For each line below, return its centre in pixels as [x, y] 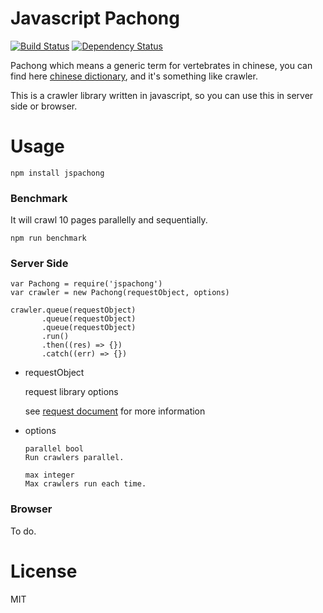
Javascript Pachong [95, 18]
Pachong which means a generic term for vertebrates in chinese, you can [161, 65]
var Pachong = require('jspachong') [86, 284]
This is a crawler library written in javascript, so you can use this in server [162, 95]
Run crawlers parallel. [74, 458]
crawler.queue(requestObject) [73, 310]
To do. [23, 531]
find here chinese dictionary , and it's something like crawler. [134, 76]
